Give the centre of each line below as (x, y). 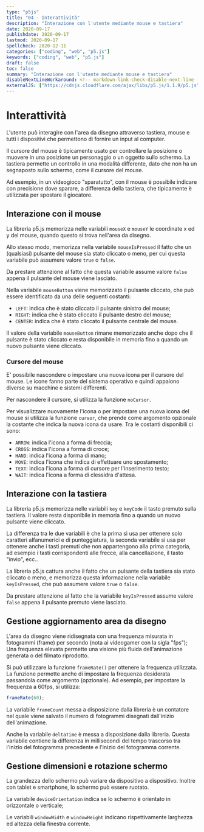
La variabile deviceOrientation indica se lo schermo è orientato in (89, 799)
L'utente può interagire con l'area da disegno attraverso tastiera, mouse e (98, 132)
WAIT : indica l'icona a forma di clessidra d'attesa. (76, 475)
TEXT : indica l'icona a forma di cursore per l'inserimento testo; (92, 469)
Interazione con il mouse (54, 214)
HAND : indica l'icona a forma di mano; (60, 456)
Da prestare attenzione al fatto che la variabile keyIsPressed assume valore (100, 596)
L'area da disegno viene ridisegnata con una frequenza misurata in (90, 636)
